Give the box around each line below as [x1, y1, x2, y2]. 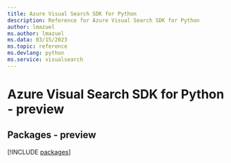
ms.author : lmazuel [7, 30, 65, 37]
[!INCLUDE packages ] [7, 148, 71, 156]
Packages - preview [7, 129, 96, 141]
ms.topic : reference [7, 43, 68, 50]
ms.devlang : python [7, 50, 65, 57]
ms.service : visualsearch [7, 56, 83, 63]
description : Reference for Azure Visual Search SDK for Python [7, 17, 200, 24]
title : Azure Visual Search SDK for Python [7, 10, 137, 18]
